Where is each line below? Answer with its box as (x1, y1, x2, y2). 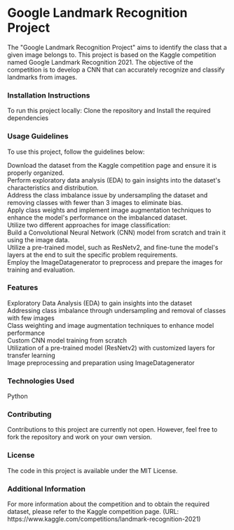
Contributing (7, 409, 52, 419)
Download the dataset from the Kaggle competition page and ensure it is (7, 161, 217, 169)
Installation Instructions (7, 90, 90, 100)
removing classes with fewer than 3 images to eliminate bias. (7, 198, 184, 206)
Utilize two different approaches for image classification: (7, 220, 171, 229)
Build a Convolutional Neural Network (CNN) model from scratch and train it (7, 228, 226, 237)
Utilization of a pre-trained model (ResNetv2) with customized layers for (7, 343, 215, 352)
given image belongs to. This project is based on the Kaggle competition (7, 51, 216, 59)
